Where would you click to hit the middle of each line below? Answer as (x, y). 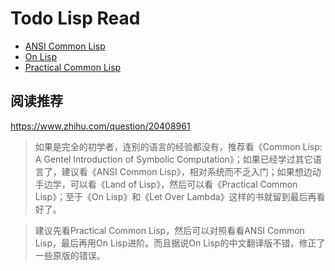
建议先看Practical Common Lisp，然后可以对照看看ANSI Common (169, 230)
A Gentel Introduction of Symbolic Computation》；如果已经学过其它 (173, 159)
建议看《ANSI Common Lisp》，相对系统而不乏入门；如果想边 (187, 171)
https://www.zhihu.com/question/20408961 (100, 126)
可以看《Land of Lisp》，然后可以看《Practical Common (183, 184)
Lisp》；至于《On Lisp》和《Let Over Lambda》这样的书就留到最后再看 (180, 196)
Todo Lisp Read (75, 18)
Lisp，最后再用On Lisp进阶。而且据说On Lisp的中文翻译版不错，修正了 (180, 243)
